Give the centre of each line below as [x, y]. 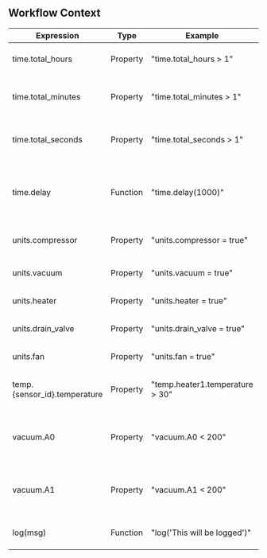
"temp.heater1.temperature [202, 384]
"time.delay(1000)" [187, 192]
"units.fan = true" [183, 356]
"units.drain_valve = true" [197, 328]
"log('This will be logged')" [201, 533]
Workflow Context [54, 13]
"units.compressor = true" [199, 240]
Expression [57, 35]
